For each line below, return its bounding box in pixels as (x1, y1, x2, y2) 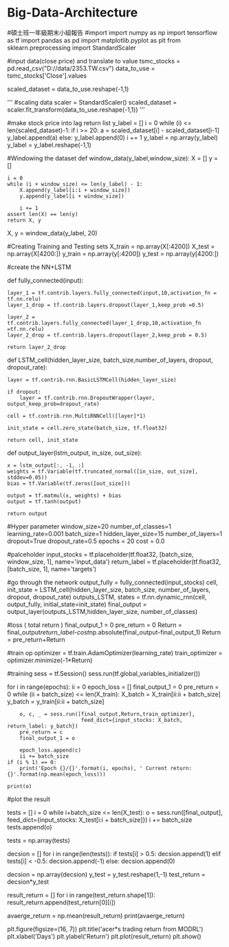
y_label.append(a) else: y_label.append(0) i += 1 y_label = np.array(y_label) (7, 133, 218, 142)
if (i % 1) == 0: (7, 758, 57, 765)
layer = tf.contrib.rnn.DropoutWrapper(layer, (19, 394, 155, 401)
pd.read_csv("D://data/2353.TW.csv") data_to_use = (7, 64, 155, 72)
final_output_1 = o (19, 734, 76, 741)
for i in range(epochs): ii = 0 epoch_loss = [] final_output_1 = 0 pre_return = (7, 683, 219, 691)
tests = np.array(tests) (7, 836, 71, 844)
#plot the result (7, 795, 50, 803)
